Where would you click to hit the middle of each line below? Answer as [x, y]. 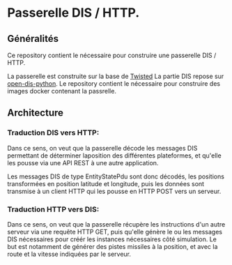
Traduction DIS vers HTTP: [53, 132]
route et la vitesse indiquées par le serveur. [69, 254]
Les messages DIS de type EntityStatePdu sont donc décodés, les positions [116, 176]
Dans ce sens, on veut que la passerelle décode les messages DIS [102, 148]
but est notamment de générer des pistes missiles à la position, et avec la [113, 246]
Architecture [36, 113]
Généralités [33, 39]
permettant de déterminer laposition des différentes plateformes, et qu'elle [114, 156]
